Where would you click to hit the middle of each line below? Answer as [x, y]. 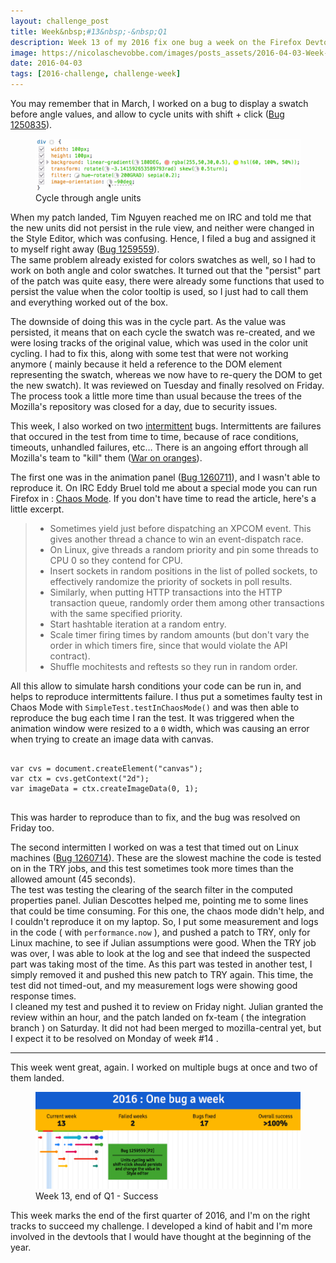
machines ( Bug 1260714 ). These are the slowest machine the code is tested [166, 857]
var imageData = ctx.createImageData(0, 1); [104, 788]
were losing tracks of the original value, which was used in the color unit [159, 342]
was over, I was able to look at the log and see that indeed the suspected [160, 953]
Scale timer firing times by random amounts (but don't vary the [179, 634]
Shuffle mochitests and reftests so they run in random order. [173, 666]
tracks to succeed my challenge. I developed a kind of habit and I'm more [161, 1226]
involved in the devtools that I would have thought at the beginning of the [161, 1237]
